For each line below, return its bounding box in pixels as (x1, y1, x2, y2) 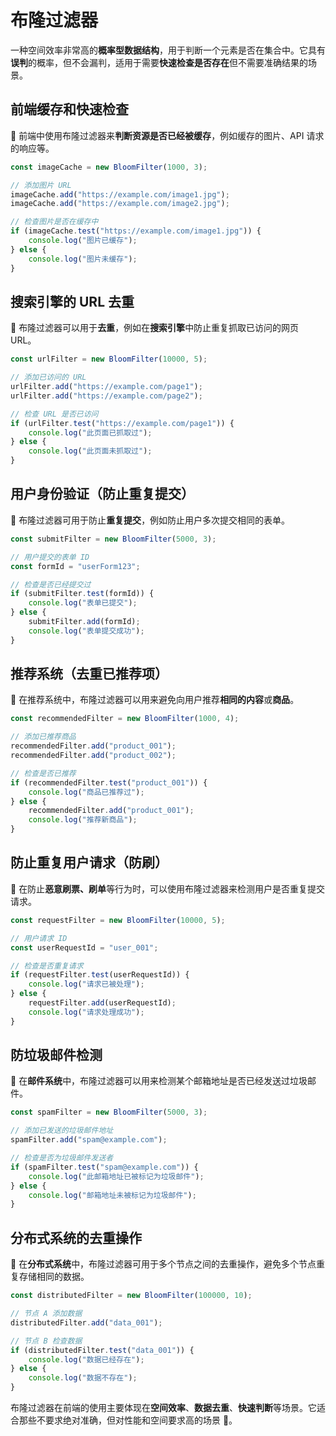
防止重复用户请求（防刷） (10, 854, 168, 871)
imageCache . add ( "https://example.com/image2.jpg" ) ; (10, 199, 230, 209)
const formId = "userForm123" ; (10, 561, 141, 571)
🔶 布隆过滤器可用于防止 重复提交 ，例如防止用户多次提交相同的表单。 (10, 514, 291, 526)
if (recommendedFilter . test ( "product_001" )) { (10, 777, 208, 788)
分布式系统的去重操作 (10, 1229, 142, 1246)
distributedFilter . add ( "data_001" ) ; (10, 1317, 163, 1328)
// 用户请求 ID (10, 933, 68, 943)
